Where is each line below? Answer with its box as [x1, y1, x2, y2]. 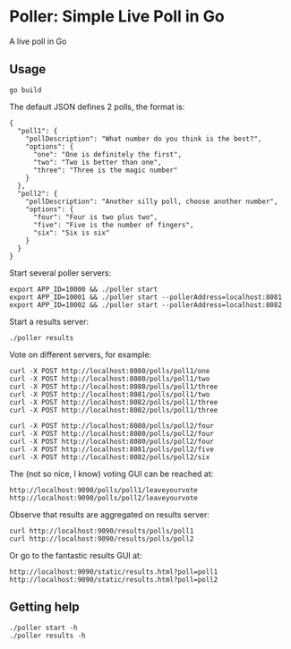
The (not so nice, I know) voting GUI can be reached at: [9, 468, 214, 479]
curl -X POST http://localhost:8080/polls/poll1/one [9, 366, 210, 375]
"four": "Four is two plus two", [32, 212, 158, 221]
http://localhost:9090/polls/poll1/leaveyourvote [9, 485, 199, 494]
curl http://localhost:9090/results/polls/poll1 [9, 526, 194, 535]
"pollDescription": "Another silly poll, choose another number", [25, 197, 278, 206]
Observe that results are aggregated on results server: [9, 508, 210, 520]
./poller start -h [9, 623, 78, 632]
